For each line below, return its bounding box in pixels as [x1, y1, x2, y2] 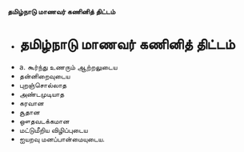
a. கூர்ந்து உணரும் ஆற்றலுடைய [18, 62, 118, 71]
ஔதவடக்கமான [18, 116, 70, 126]
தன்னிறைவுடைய [18, 71, 70, 81]
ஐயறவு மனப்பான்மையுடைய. [18, 134, 105, 143]
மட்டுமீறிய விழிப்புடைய [18, 125, 89, 134]
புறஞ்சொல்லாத [18, 80, 67, 90]
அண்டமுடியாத [18, 89, 65, 98]
